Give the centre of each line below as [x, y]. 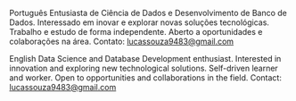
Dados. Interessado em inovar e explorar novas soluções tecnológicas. [140, 22]
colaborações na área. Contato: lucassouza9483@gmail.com [122, 41]
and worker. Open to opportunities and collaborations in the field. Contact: [146, 78]
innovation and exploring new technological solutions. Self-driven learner [144, 68]
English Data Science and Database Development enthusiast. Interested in [145, 59]
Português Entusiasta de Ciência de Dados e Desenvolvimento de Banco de [148, 13]
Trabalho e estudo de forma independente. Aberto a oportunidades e [136, 32]
